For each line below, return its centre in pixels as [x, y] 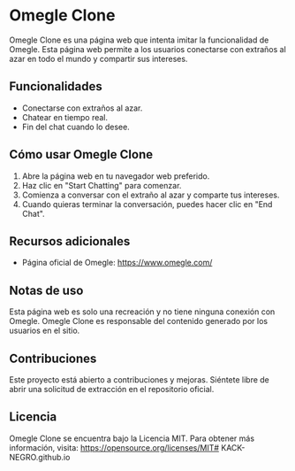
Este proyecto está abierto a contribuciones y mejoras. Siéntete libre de [139, 380]
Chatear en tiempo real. [65, 117]
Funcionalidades [56, 86]
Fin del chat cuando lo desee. [76, 127]
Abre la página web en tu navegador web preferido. [116, 176]
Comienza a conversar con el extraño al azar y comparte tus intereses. [151, 195]
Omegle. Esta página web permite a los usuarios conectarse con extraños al [148, 49]
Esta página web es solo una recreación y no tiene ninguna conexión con [142, 312]
